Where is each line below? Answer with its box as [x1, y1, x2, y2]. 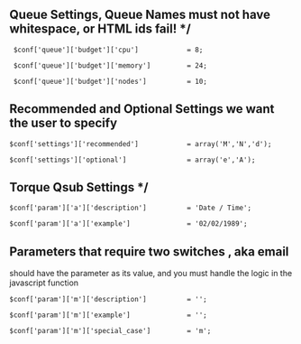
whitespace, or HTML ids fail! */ [9, 22, 191, 37]
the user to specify [9, 116, 118, 131]
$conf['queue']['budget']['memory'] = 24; [13, 60, 207, 70]
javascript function [9, 277, 79, 288]
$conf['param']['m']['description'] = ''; [9, 295, 207, 304]
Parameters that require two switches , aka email [9, 244, 289, 259]
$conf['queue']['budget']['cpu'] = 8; [13, 45, 204, 54]
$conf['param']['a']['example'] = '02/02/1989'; [9, 219, 248, 228]
